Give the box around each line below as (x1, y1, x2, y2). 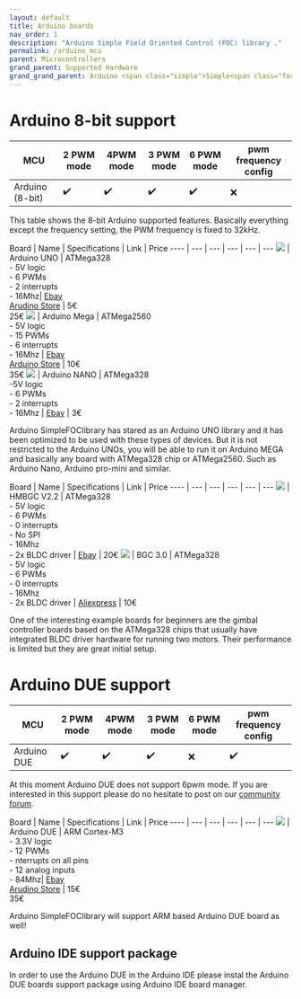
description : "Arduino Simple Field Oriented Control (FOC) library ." (9, 38, 282, 48)
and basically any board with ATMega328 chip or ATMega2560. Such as (9, 453, 277, 464)
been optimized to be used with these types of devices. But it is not (9, 434, 258, 445)
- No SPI (9, 529, 40, 540)
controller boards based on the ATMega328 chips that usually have (9, 623, 258, 634)
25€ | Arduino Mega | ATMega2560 (9, 311, 152, 322)
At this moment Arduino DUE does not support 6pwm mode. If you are (9, 779, 268, 790)
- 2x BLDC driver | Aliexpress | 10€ (9, 597, 137, 607)
